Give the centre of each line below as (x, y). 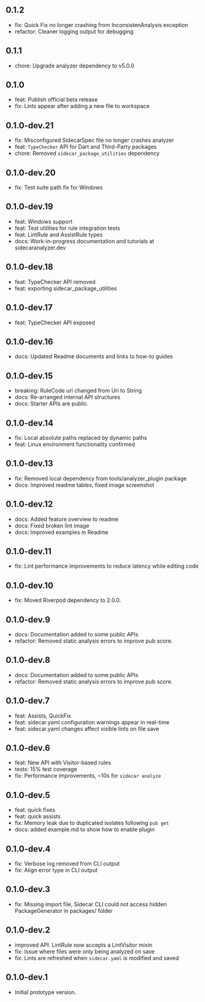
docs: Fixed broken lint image (52, 525)
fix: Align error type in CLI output (56, 870)
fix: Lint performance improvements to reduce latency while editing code (106, 566)
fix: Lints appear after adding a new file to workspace (82, 106)
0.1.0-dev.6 (28, 748)
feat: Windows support (44, 221)
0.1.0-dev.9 (28, 620)
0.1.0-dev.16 (29, 341)
